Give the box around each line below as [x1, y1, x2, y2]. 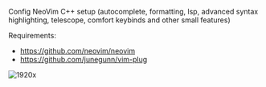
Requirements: [8, 31, 56, 40]
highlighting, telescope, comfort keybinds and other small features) [8, 15, 231, 25]
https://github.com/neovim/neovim [19, 46, 135, 55]
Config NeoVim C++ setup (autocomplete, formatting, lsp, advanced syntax [8, 7, 259, 16]
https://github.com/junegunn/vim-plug [19, 55, 148, 64]
